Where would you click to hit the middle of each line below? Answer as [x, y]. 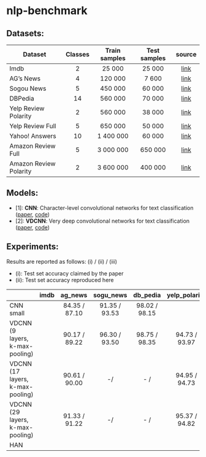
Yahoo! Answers [33, 136]
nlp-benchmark [47, 11]
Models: [22, 193]
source [186, 54]
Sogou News [28, 88]
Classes [78, 54]
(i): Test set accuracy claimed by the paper [69, 273]
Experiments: [33, 247]
